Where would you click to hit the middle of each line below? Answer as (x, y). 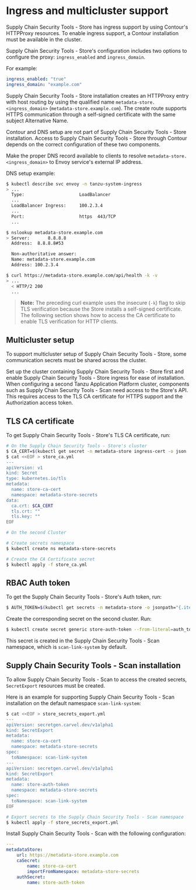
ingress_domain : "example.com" (44, 84)
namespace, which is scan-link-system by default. (66, 647)
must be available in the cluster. (44, 39)
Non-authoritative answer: (44, 254)
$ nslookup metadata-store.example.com (55, 232)
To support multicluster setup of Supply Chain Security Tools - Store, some (96, 354)
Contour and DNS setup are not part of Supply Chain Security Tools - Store (96, 132)
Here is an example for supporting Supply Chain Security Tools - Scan (90, 697)
